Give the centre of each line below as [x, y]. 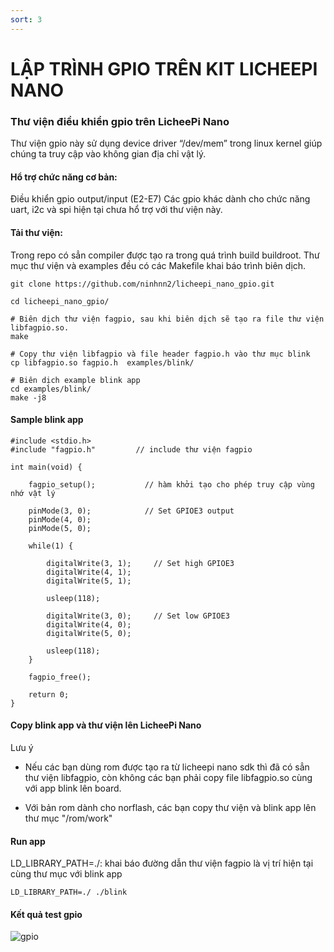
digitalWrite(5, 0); [89, 633]
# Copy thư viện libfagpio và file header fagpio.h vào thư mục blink [160, 354]
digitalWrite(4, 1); [89, 572]
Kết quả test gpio [46, 914]
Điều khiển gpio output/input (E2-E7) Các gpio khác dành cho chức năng [160, 199]
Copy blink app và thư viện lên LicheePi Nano [106, 725]
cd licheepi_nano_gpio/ [60, 301]
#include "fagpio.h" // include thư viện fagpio [131, 449]
